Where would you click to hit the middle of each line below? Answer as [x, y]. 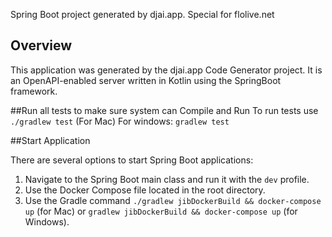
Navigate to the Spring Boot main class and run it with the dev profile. [167, 179]
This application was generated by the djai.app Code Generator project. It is [166, 70]
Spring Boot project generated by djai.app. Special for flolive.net [142, 14]
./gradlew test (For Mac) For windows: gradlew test [120, 121]
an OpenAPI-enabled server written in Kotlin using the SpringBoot [146, 80]
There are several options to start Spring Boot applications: [132, 160]
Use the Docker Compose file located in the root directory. [145, 190]
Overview [41, 45]
